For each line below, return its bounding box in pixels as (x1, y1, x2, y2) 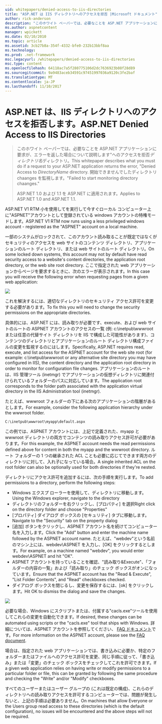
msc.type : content (5, 61, 42, 66)
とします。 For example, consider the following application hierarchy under (5, 404, 153, 411)
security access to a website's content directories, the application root (5, 257, 146, 262)
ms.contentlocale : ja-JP (5, 79, 55, 84)
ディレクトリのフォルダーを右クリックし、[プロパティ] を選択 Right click (12, 501, 156, 507)
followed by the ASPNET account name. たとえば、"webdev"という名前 (12, 535, 155, 542)
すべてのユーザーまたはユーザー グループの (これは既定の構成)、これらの (5, 686, 150, 691)
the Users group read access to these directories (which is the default (5, 703, 145, 709)
